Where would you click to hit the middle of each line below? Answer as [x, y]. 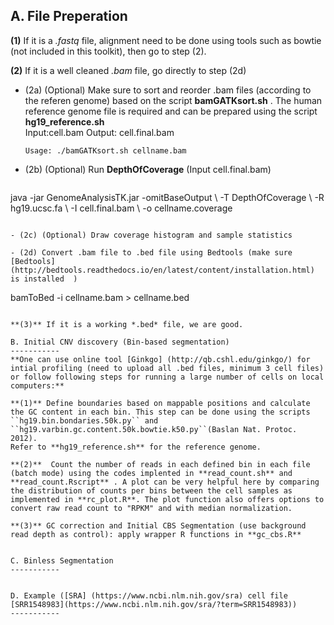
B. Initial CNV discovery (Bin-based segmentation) [120, 342]
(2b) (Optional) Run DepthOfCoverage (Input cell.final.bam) [148, 169]
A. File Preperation [69, 16]
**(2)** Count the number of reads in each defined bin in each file [160, 464]
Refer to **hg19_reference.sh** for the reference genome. [136, 447]
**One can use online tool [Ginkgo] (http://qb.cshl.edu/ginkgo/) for [160, 359]
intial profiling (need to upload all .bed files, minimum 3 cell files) [167, 368]
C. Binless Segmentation [62, 560]
